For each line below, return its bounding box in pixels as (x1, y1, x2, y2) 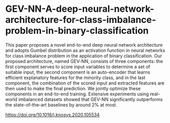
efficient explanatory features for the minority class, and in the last (5, 74, 146, 80)
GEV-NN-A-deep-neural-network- (5, 3, 155, 15)
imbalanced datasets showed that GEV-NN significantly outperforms (18, 96, 163, 102)
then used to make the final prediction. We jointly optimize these (5, 85, 141, 91)
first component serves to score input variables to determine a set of (5, 64, 151, 70)
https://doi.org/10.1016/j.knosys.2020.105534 (5, 111, 100, 118)
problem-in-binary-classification (5, 25, 149, 36)
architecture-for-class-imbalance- (5, 14, 156, 26)
